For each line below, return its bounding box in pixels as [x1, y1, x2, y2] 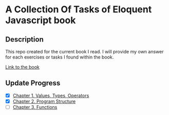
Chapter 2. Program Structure [12, 98, 76, 104]
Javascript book [5, 14, 76, 26]
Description [5, 35, 44, 44]
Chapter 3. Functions [12, 104, 58, 110]
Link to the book [5, 64, 40, 70]
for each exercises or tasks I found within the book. [5, 54, 114, 60]
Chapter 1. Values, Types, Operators [12, 92, 89, 99]
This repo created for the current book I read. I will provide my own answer [5, 49, 164, 54]
